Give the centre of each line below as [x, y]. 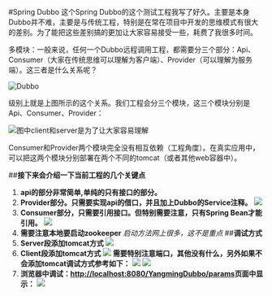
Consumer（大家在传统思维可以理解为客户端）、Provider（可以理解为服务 [131, 60]
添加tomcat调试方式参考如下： [79, 263]
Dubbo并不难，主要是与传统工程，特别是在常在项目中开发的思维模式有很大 [133, 22]
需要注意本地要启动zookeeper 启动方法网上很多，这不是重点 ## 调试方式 [141, 233]
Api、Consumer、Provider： [56, 113]
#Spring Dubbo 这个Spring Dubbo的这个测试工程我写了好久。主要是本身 [129, 12]
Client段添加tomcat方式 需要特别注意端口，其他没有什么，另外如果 [138, 253]
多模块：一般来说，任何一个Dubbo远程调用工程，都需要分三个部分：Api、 [132, 50]
